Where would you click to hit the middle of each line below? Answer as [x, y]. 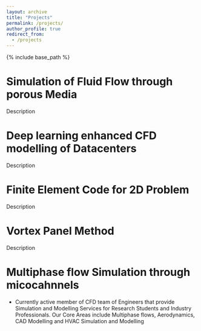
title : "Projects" [29, 18]
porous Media [42, 95]
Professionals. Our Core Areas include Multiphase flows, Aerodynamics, [105, 315]
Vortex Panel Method [61, 231]
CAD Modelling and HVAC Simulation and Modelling [79, 321]
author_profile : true [34, 29]
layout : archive [27, 12]
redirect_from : [25, 34]
